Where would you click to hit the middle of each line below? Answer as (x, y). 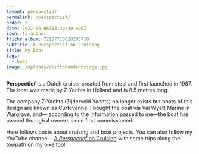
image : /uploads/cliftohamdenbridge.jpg (57, 67)
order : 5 (17, 23)
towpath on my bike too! (36, 145)
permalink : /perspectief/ (38, 17)
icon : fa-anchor (26, 34)
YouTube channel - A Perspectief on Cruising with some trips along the (93, 139)
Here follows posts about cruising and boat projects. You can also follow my (99, 132)
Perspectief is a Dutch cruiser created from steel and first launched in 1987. (99, 84)
